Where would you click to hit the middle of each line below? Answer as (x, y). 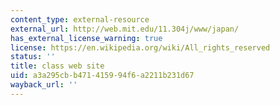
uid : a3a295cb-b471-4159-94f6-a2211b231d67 (102, 76)
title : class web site (57, 66)
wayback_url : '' (44, 85)
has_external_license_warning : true (86, 38)
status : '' (33, 57)
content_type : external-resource (80, 19)
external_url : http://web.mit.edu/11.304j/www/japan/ (125, 29)
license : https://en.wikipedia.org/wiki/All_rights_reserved (140, 47)
